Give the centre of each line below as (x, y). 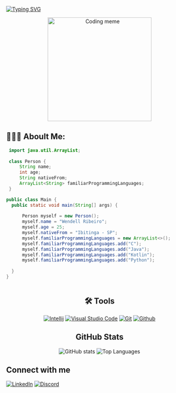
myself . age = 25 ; (43, 227)
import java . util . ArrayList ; (45, 150)
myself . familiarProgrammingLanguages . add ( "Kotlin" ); (88, 255)
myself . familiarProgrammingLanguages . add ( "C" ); (82, 244)
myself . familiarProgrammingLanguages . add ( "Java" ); (86, 249)
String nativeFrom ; (43, 178)
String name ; (35, 167)
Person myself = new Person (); (60, 216)
